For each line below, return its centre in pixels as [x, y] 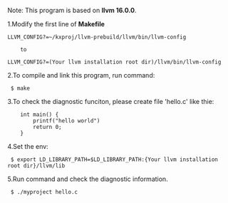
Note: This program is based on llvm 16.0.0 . [72, 10]
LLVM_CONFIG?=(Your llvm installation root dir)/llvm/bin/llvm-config [114, 62]
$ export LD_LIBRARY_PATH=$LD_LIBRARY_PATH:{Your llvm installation [114, 160]
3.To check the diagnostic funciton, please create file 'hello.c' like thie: [111, 101]
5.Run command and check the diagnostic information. [88, 179]
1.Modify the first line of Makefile [56, 24]
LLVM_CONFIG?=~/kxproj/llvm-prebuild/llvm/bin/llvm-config [97, 37]
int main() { [40, 115]
